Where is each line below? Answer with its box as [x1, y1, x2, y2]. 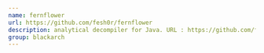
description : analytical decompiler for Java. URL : [8, 26, 185, 34]
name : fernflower [8, 11, 65, 19]
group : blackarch [8, 33, 65, 41]
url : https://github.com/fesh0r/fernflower [8, 19, 153, 26]
